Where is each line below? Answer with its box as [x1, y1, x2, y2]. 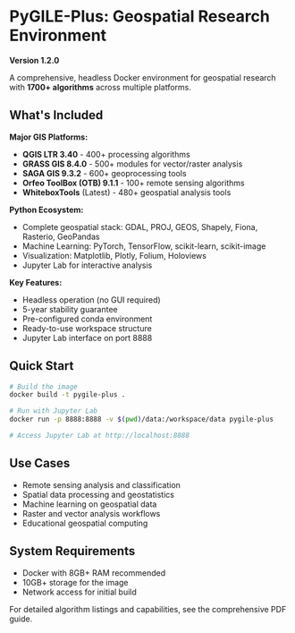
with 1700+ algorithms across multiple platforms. [9, 81, 192, 92]
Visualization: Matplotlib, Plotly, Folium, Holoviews [21, 250, 207, 261]
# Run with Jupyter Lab [9, 406, 98, 415]
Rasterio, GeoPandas [21, 231, 100, 242]
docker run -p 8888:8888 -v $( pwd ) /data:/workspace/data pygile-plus [9, 415, 274, 424]
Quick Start [9, 358, 74, 373]
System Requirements [9, 543, 136, 559]
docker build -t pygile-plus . [9, 390, 126, 399]
